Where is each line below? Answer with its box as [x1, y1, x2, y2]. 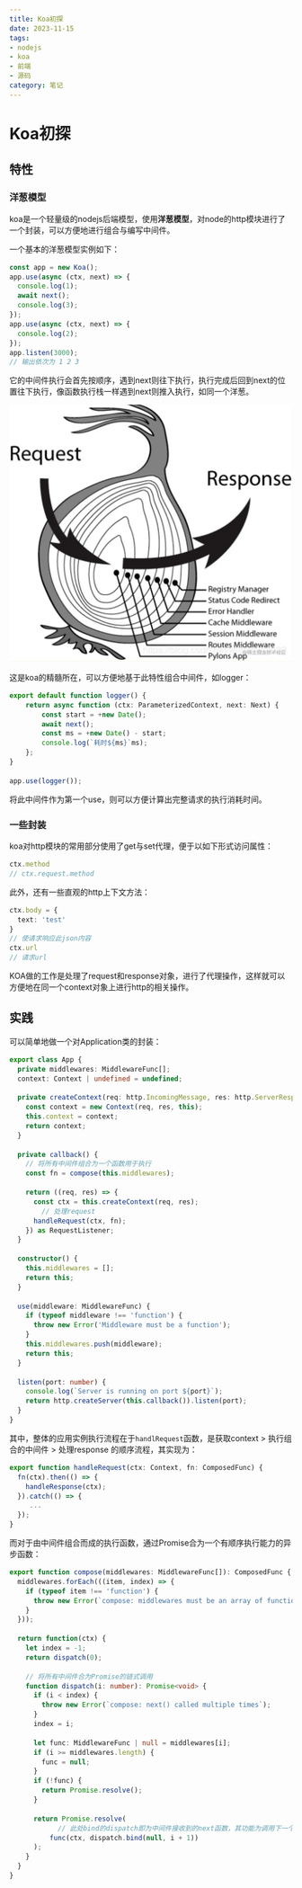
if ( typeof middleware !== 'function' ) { [25, 1311, 182, 1321]
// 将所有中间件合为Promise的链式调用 [25, 1672, 153, 1681]
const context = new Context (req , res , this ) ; [25, 1102, 203, 1112]
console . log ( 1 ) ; [17, 281, 78, 291]
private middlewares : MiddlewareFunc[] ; [17, 1064, 171, 1073]
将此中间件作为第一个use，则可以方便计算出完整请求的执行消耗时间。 [9, 794, 267, 805]
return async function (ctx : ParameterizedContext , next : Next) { [25, 700, 280, 709]
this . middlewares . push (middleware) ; [25, 1340, 164, 1349]
